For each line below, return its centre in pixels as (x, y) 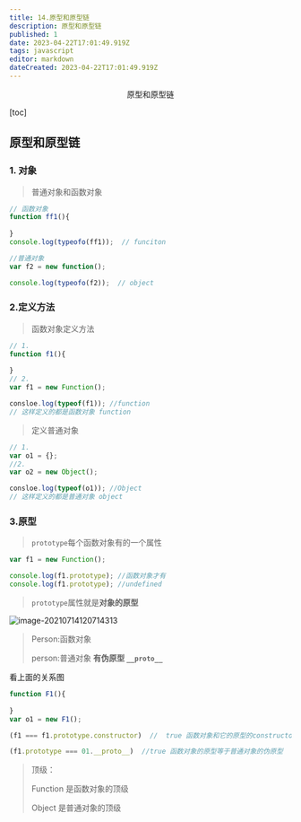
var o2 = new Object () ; (54, 472)
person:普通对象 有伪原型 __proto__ (97, 658)
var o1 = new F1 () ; (46, 719)
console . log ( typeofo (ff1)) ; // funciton (88, 242)
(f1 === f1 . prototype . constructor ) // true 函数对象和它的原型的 (131, 735)
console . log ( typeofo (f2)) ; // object (82, 283)
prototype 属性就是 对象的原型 (85, 603)
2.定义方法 (32, 308)
